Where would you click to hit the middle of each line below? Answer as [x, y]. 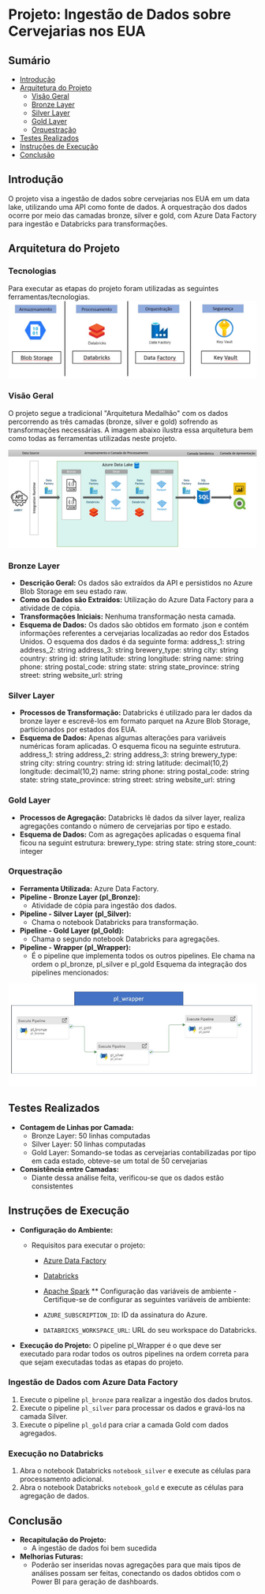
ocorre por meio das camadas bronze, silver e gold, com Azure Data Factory [132, 215]
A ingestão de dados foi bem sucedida [94, 1547]
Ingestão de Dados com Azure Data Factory [93, 1383]
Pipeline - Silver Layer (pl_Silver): [75, 914]
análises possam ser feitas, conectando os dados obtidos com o [136, 1573]
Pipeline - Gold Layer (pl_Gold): [72, 930]
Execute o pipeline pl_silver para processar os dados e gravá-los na [132, 1408]
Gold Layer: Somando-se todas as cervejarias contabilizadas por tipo [144, 1152]
